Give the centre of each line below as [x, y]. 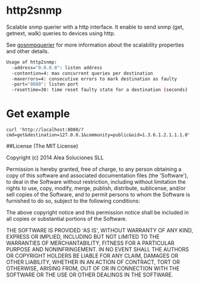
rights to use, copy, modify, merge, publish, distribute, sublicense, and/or [96, 188]
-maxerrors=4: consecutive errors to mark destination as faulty [94, 79]
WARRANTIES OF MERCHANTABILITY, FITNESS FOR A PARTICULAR [90, 243]
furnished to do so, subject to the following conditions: [73, 201]
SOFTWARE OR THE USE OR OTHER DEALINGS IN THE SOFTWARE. [90, 275]
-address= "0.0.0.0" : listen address [57, 67]
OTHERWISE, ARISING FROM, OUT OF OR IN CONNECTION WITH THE [93, 269]
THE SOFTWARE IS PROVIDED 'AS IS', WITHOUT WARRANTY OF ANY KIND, [100, 230]
